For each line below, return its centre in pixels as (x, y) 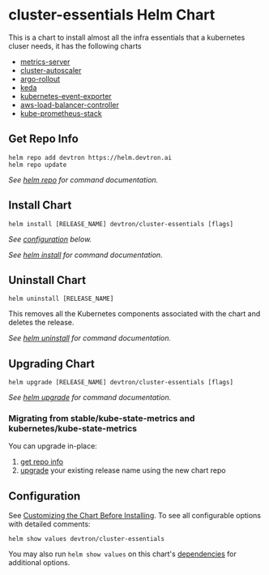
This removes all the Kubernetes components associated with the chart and (134, 314)
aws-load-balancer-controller (70, 105)
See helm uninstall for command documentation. (90, 338)
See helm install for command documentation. (86, 255)
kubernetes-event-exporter (66, 96)
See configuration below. (50, 239)
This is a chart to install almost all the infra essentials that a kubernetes (127, 37)
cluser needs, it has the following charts (75, 45)
